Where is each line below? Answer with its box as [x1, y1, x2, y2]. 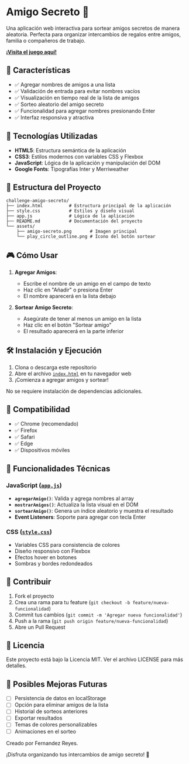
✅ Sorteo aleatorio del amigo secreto [14, 101, 104, 108]
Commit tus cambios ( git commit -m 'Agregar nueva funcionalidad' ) [14, 611, 183, 618]
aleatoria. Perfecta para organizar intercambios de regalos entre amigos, [6, 30, 181, 37]
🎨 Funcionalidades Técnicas [6, 464, 111, 474]
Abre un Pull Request [14, 623, 66, 631]
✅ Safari [14, 433, 35, 440]
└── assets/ [6, 224, 35, 229]
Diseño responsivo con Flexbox [14, 547, 91, 554]
